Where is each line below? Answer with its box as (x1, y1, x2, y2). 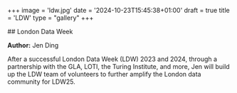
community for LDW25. (7, 77, 76, 86)
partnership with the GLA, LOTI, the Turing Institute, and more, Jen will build (7, 62, 230, 70)
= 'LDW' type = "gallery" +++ (7, 13, 94, 22)
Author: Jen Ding (7, 41, 59, 49)
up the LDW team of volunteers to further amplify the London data (7, 70, 201, 78)
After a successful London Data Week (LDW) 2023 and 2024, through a (7, 55, 218, 63)
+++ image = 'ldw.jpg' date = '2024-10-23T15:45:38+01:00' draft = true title (7, 6, 230, 14)
